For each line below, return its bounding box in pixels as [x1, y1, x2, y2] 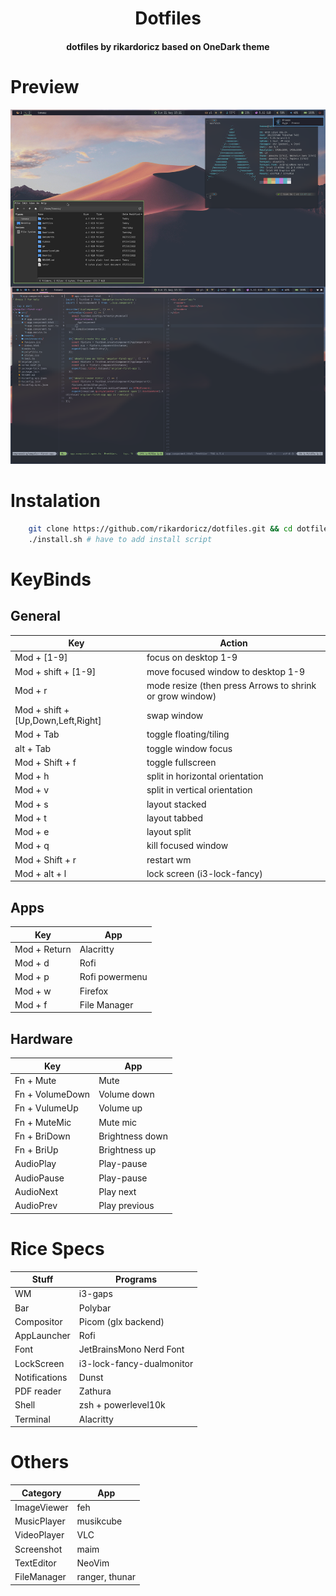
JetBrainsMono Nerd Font [78, 1343, 185, 1356]
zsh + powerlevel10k [78, 1399, 166, 1411]
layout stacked [146, 798, 207, 810]
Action [219, 637, 248, 649]
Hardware [10, 1030, 73, 1047]
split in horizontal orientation [146, 770, 264, 782]
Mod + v [14, 784, 50, 796]
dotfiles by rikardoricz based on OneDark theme [66, 40, 270, 52]
